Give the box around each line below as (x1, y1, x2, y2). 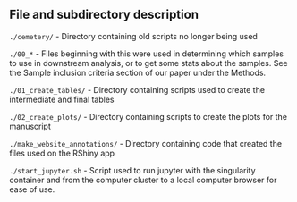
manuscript (9, 121, 52, 131)
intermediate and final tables (9, 94, 115, 105)
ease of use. (9, 183, 55, 195)
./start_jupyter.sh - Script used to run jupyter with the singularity (9, 164, 257, 175)
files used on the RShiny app (9, 147, 115, 158)
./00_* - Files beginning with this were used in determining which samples (9, 48, 284, 59)
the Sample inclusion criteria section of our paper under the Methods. (9, 67, 267, 78)
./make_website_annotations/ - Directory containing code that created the (9, 138, 283, 148)
